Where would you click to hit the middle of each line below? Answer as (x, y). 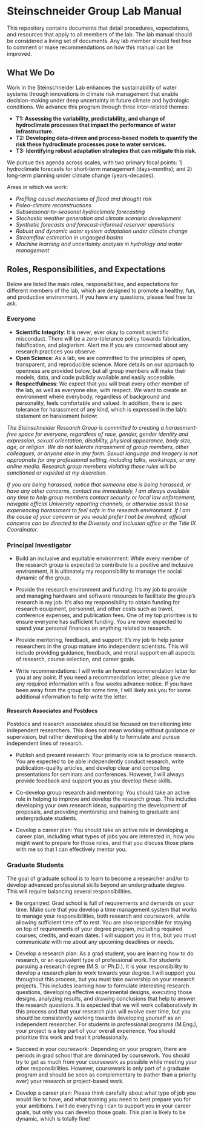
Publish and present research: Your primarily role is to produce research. (106, 755)
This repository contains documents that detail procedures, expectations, (98, 28)
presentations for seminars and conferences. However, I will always (100, 775)
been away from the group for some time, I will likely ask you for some (103, 690)
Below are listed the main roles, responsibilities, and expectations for (93, 284)
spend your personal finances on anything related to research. (93, 628)
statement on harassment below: (57, 416)
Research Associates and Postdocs (52, 710)
